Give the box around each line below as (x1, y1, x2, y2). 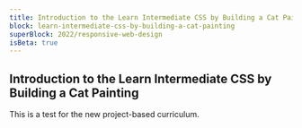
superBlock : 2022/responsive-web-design (9, 30, 164, 38)
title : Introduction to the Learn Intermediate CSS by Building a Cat (9, 13, 280, 22)
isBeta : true (9, 38, 58, 47)
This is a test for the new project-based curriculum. (9, 109, 200, 120)
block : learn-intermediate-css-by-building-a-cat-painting (9, 21, 235, 30)
